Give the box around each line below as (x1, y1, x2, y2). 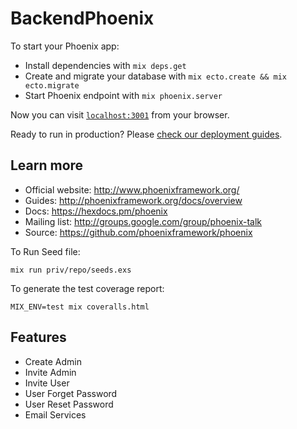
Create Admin (24, 355, 82, 367)
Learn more (10, 157, 84, 174)
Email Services (24, 408, 87, 421)
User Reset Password (24, 398, 114, 410)
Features (10, 329, 67, 346)
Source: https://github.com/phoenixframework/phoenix (24, 226, 253, 238)
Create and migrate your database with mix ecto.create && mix (24, 70, 287, 82)
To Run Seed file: (10, 245, 81, 257)
